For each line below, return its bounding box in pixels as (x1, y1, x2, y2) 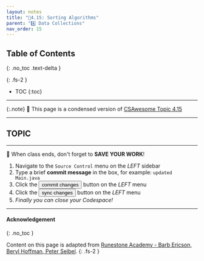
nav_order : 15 (6, 25, 42, 32)
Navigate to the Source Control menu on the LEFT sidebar (15, 162, 161, 169)
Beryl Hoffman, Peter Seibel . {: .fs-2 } (6, 248, 100, 255)
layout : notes (6, 8, 42, 15)
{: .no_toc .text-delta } (6, 64, 61, 72)
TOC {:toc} (15, 88, 42, 95)
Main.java (15, 175, 41, 181)
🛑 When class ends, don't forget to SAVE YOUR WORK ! (6, 150, 145, 158)
